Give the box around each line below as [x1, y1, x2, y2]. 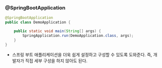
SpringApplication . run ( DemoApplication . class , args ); [22, 33, 134, 38]
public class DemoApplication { [5, 20, 71, 25]
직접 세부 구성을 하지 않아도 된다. [25, 58, 88, 64]
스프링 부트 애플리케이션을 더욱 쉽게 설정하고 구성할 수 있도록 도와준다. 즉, [12, 51, 152, 57]
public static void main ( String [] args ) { [14, 29, 101, 34]
